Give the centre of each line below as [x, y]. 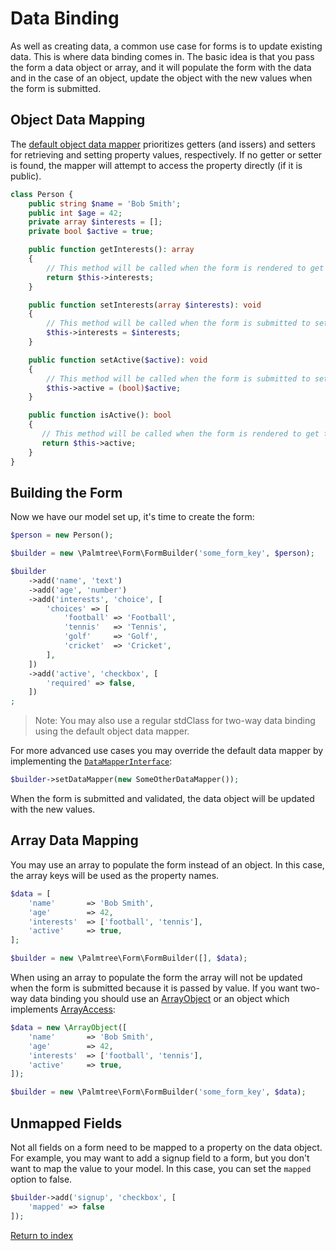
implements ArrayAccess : [63, 1009]
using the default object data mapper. [112, 731]
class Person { [42, 194]
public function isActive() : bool [100, 415]
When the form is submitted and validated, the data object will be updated [162, 799]
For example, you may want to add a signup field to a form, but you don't [160, 1158]
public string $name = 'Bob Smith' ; [105, 203]
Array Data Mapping [74, 840]
